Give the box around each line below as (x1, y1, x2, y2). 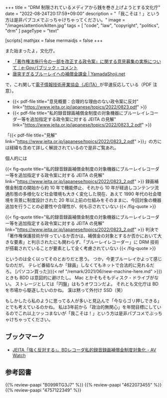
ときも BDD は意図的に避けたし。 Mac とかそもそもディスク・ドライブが (5, 274, 155, 280)
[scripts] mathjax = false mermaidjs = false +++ (5, 37, 103, 43)
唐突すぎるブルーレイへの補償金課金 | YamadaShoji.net (12, 71, 126, 76)
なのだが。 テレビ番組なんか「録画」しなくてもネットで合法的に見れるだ (5, 262, 155, 268)
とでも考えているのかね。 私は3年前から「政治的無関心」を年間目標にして (5, 304, 158, 310)
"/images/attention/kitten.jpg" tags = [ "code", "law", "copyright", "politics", (5, 22, 160, 28)
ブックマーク (5, 332, 45, 341)
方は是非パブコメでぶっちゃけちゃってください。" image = (5, 17, 126, 22)
